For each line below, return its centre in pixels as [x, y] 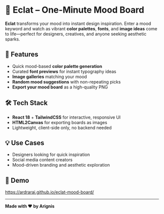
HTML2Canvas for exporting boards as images [60, 122]
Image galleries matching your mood [49, 76]
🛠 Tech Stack [26, 103]
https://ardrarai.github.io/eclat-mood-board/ [50, 192]
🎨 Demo [17, 180]
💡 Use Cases [25, 143]
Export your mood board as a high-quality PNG [60, 87]
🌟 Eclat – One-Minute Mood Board [75, 10]
